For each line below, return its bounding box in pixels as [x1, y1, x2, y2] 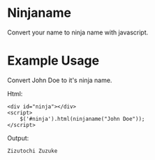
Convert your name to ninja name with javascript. [7, 28, 149, 36]
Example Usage [7, 53, 100, 69]
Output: [7, 133, 29, 142]
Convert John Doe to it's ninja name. [7, 76, 112, 84]
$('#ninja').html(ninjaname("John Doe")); [20, 115, 145, 122]
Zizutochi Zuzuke [7, 147, 58, 154]
